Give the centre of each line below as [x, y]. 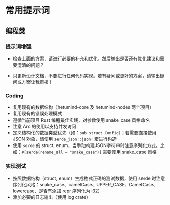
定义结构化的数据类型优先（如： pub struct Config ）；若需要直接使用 [84, 133]
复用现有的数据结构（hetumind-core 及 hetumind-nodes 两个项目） [83, 107]
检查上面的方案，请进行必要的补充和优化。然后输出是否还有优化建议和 [86, 58]
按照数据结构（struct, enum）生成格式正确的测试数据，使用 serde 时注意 [89, 178]
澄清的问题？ [31, 65]
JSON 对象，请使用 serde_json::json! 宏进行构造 [65, 139]
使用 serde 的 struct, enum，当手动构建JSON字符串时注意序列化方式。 [86, 145]
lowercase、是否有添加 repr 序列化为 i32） [58, 191]
